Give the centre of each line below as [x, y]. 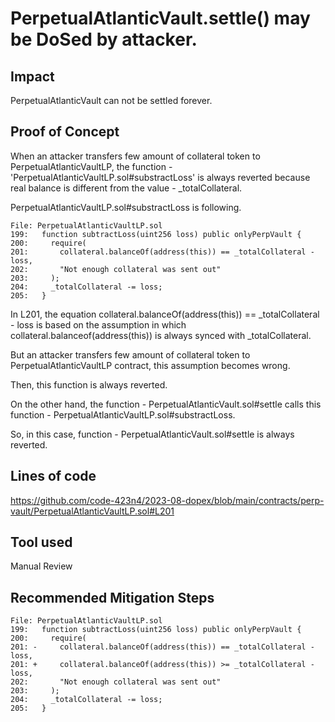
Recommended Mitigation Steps [112, 597]
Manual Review [41, 566]
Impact [32, 76]
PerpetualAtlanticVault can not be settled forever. [111, 100]
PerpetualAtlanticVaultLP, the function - [91, 166]
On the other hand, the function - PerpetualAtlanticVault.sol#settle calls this [166, 404]
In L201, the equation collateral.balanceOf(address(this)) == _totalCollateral [165, 314]
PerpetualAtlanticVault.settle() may [160, 18]
